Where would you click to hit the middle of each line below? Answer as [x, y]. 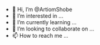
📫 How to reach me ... [40, 36]
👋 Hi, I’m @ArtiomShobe [42, 9]
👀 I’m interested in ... [38, 16]
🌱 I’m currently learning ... [44, 22]
